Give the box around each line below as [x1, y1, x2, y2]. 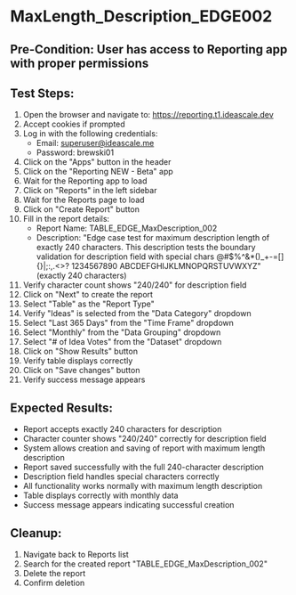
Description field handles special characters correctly [22, 471, 220, 482]
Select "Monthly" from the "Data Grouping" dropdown [22, 327, 221, 338]
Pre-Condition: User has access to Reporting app [10, 42, 288, 57]
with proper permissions [10, 55, 149, 70]
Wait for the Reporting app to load [22, 175, 148, 186]
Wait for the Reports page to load [22, 194, 145, 206]
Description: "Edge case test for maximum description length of [36, 232, 270, 243]
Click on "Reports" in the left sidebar [22, 185, 157, 196]
